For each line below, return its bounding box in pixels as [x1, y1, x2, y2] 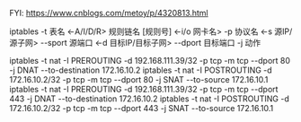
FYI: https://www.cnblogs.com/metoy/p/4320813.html [9, 8, 208, 18]
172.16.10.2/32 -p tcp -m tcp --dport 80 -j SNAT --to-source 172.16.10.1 [9, 74, 269, 84]
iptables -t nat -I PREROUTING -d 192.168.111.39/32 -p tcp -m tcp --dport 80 [9, 56, 290, 65]
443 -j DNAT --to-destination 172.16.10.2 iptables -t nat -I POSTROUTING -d [9, 93, 290, 104]
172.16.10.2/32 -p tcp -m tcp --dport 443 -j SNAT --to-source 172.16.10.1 [9, 103, 274, 113]
